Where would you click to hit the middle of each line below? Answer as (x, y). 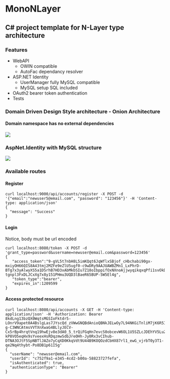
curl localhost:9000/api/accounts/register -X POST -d (64, 194)
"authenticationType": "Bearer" (44, 367)
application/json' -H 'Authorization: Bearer (54, 314)
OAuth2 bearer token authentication (50, 93)
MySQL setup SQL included (49, 88)
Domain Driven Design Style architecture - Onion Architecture (83, 111)
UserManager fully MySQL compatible (60, 82)
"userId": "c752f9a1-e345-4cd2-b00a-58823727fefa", (66, 358)
